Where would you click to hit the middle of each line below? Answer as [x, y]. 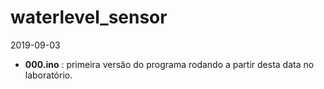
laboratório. [48, 75]
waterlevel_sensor [89, 17]
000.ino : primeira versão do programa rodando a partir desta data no [169, 64]
